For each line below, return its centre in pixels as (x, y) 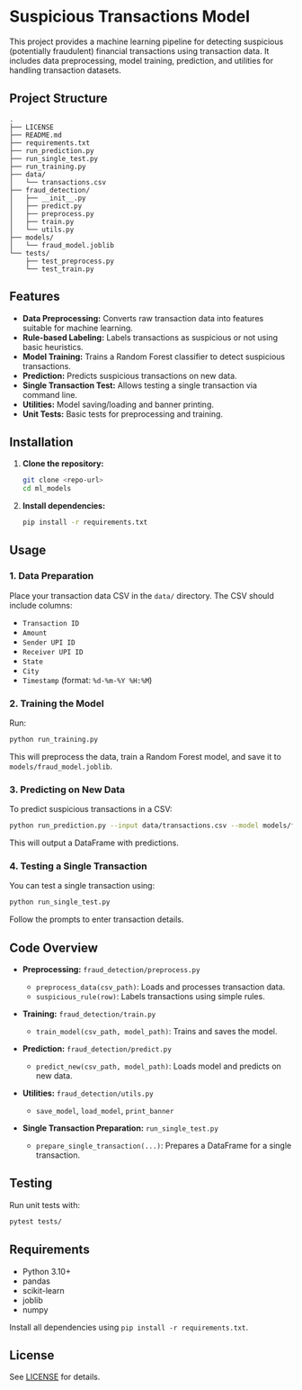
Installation (41, 442)
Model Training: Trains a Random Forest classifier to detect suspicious (154, 357)
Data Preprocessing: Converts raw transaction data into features (143, 318)
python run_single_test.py (60, 902)
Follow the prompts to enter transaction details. (97, 919)
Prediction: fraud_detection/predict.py (97, 1049)
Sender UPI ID (49, 642)
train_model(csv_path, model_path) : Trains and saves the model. (156, 1032)
